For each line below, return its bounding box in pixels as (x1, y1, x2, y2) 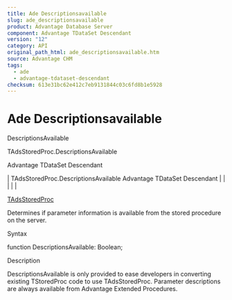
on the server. (7, 216, 47, 224)
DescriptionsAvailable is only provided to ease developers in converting (7, 270, 211, 278)
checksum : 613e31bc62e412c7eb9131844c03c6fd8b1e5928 (7, 81, 163, 88)
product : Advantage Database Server (7, 23, 113, 30)
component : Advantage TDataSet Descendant (7, 29, 132, 37)
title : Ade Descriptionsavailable (7, 10, 107, 17)
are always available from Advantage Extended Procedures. (7, 285, 178, 293)
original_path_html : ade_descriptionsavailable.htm (7, 49, 159, 56)
